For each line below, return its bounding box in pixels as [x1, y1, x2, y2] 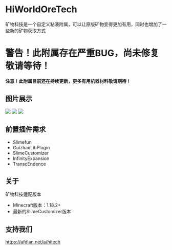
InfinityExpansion [12, 155, 50, 162]
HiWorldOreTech [5, 4, 78, 15]
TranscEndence [12, 161, 46, 167]
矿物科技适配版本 [5, 191, 41, 197]
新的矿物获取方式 [9, 27, 46, 34]
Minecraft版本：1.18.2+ [12, 202, 61, 208]
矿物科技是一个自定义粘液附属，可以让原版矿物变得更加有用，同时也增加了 [5, 21, 162, 27]
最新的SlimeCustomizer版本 [12, 209, 72, 215]
